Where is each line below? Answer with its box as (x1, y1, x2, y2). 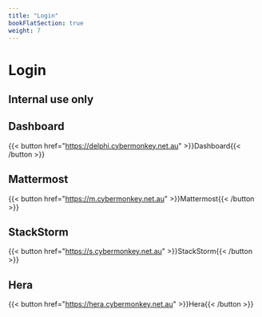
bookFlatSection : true (8, 19, 84, 27)
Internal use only (8, 93, 94, 106)
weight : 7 (8, 26, 42, 34)
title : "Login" (8, 11, 59, 20)
